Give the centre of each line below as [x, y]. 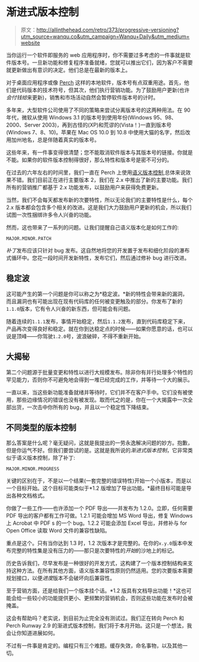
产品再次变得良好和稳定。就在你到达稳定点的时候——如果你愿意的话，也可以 [99, 329]
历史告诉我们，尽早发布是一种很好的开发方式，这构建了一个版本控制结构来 [97, 563]
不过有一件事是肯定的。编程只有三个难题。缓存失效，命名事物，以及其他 [94, 646]
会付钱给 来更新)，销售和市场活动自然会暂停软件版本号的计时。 [82, 97]
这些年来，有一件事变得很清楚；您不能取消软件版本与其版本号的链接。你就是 [99, 152]
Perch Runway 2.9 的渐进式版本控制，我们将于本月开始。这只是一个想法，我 [99, 626]
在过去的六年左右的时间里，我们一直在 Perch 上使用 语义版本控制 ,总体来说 [96, 172]
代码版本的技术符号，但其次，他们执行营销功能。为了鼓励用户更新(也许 [103, 90]
